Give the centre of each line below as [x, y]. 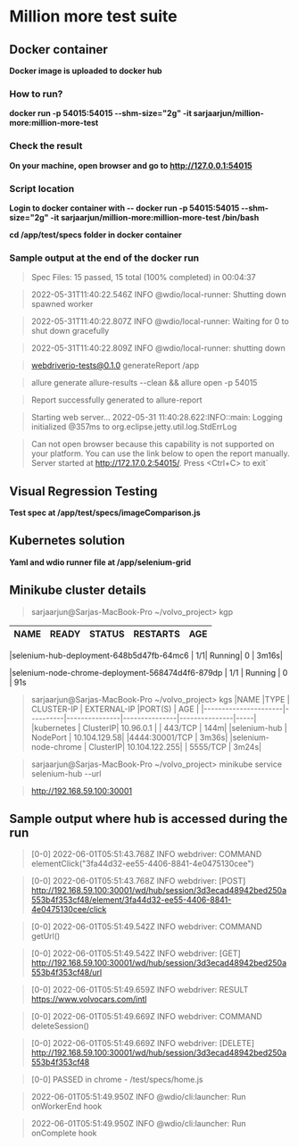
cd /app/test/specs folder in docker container [96, 235]
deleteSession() [60, 1026]
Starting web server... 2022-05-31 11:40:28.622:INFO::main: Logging [157, 418]
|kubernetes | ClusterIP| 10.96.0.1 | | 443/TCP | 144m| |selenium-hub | [159, 727]
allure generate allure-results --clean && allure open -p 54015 [144, 383]
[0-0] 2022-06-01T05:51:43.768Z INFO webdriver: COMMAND [146, 854]
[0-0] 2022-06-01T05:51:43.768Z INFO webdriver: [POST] [138, 881]
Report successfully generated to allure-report [116, 400]
